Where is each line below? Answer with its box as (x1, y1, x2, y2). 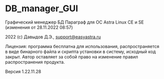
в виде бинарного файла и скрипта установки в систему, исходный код (5, 49, 156, 54)
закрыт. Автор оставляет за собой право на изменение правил (5, 53, 138, 59)
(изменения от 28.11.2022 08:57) (5, 24, 73, 30)
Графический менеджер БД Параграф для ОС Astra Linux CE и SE (5, 19, 144, 25)
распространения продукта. (5, 59, 65, 65)
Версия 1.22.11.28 (5, 68, 41, 74)
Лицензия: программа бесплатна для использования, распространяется (5, 43, 160, 49)
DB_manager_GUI (5, 3, 78, 14)
